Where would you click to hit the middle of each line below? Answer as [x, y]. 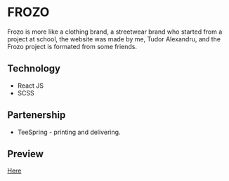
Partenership [37, 115]
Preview [26, 154]
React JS [31, 86]
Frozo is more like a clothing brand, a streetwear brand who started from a [115, 32]
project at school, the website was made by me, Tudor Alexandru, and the [114, 39]
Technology [34, 68]
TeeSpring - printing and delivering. [69, 132]
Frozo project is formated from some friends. [72, 46]
